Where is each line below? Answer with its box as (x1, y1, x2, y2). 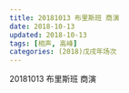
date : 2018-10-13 (9, 22, 75, 31)
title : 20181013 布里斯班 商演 (9, 13, 120, 23)
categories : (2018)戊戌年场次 (9, 47, 117, 57)
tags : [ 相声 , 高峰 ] (9, 38, 78, 48)
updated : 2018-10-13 (9, 30, 88, 39)
